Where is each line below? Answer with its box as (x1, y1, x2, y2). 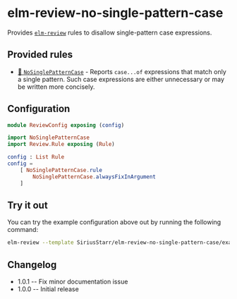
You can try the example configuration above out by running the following (7, 218, 221, 226)
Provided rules (7, 49, 73, 61)
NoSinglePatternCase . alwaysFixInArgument (32, 173, 157, 181)
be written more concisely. (17, 83, 95, 91)
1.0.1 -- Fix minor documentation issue (17, 277, 128, 286)
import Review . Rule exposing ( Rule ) (7, 141, 115, 148)
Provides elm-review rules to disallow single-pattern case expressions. (7, 28, 212, 37)
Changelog (7, 259, 57, 271)
